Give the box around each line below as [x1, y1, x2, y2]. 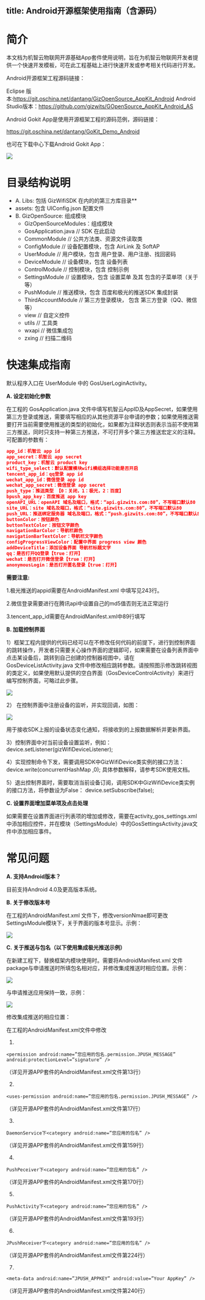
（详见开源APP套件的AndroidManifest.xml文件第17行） [6, 1105, 144, 1112]
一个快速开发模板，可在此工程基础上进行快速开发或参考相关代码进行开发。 [11, 62, 199, 69]
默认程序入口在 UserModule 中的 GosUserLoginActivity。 [6, 379, 151, 387]
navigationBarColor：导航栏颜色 [6, 528, 84, 534]
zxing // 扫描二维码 [24, 335, 72, 342]
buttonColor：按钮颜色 [6, 516, 60, 522]
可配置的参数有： [6, 436, 49, 444]
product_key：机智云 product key [6, 459, 88, 466]
